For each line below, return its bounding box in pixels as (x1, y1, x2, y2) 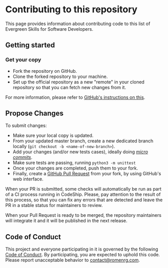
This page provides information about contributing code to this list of (5, 20, 151, 27)
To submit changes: (5, 122, 47, 129)
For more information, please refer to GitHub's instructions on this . (5, 94, 145, 100)
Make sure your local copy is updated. (12, 132, 94, 139)
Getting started (5, 41, 55, 50)
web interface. (12, 176, 44, 182)
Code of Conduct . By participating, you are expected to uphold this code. (5, 252, 160, 258)
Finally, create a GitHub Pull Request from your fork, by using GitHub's (12, 171, 161, 177)
